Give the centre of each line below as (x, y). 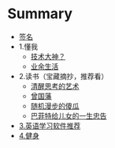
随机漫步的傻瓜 (55, 106)
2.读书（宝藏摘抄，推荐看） (63, 76)
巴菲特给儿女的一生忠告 (69, 116)
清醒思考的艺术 (55, 86)
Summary (40, 14)
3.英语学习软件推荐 (50, 125)
